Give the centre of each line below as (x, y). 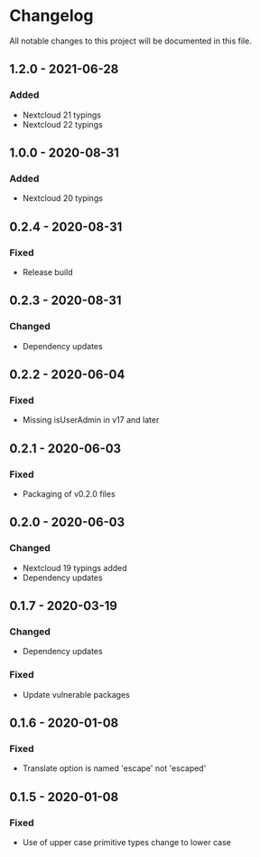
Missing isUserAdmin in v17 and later (91, 420)
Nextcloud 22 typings (63, 124)
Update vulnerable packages (76, 694)
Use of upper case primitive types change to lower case (127, 843)
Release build (48, 272)
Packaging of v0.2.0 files (69, 494)
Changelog (51, 16)
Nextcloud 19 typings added (75, 567)
